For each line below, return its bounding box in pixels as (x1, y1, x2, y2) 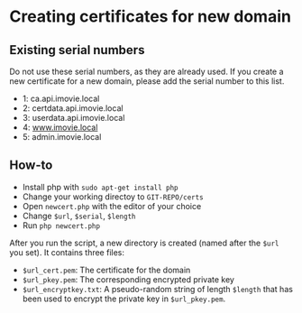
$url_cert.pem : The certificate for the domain (22, 264, 191, 275)
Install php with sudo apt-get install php (22, 181, 178, 192)
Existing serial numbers (9, 42, 145, 58)
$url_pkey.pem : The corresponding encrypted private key (22, 273, 234, 285)
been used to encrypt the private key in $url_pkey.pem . (22, 293, 226, 304)
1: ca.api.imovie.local (22, 93, 100, 104)
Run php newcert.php (22, 219, 101, 231)
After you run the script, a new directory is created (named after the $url (9, 237, 279, 248)
